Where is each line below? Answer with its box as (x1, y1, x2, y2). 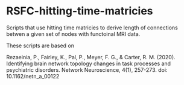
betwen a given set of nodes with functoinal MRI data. (6, 30, 141, 37)
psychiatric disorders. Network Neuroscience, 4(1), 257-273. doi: (6, 66, 168, 73)
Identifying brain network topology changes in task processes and (6, 60, 171, 67)
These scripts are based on (6, 42, 74, 49)
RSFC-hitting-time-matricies (6, 4, 153, 18)
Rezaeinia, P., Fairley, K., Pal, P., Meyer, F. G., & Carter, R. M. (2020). (6, 53, 176, 60)
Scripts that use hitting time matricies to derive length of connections (6, 24, 178, 31)
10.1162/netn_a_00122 (6, 72, 60, 80)
